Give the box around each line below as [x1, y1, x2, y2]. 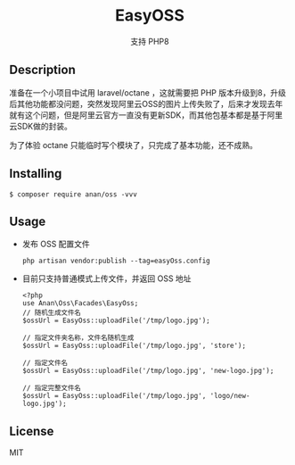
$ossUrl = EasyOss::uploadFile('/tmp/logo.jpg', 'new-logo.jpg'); [21, 367, 275, 376]
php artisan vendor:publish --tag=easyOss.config [21, 256, 211, 266]
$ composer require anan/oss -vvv [9, 189, 138, 199]
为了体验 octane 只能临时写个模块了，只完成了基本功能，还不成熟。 [9, 139, 258, 150]
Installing [9, 166, 62, 181]
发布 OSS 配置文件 [21, 238, 91, 250]
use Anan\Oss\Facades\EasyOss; [21, 299, 139, 308]
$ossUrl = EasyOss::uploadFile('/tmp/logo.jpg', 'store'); [21, 341, 247, 351]
